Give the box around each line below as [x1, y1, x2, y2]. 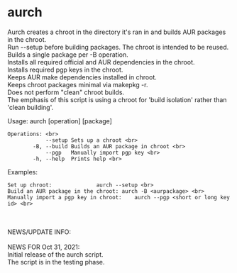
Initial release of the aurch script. [7, 250, 104, 259]
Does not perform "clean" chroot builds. [7, 88, 125, 96]
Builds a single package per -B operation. [7, 50, 129, 59]
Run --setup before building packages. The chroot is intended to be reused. [7, 43, 229, 51]
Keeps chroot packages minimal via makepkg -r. [7, 80, 148, 89]
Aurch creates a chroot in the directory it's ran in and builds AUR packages [7, 28, 226, 36]
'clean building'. [7, 103, 54, 111]
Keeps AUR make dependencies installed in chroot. [7, 72, 158, 82]
